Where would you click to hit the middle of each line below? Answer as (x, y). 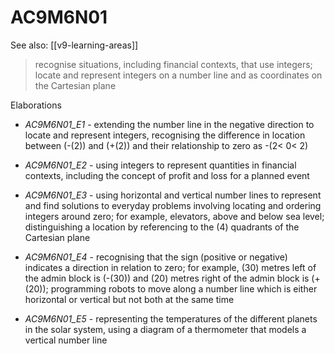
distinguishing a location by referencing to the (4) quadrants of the (162, 227)
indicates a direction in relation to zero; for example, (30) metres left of (170, 267)
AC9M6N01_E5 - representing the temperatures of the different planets (171, 318)
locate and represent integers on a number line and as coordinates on (178, 75)
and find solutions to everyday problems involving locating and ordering (173, 205)
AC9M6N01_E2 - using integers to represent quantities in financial (160, 165)
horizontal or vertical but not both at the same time (129, 299)
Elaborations (36, 105)
